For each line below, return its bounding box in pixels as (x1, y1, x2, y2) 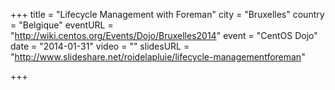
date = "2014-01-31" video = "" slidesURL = (10, 40, 190, 52)
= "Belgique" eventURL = (10, 19, 114, 31)
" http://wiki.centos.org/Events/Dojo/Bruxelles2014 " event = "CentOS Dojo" (10, 30, 318, 41)
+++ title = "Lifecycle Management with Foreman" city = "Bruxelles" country (10, 9, 325, 20)
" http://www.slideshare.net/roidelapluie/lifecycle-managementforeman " (10, 51, 306, 63)
